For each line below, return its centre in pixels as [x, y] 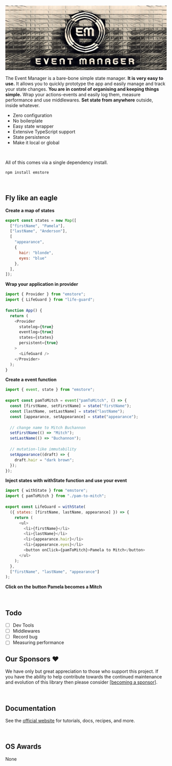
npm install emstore [27, 172]
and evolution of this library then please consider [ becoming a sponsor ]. [81, 682]
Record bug [25, 637]
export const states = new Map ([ [41, 220]
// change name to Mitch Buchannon [48, 428]
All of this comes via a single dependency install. [57, 162]
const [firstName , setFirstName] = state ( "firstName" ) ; [71, 406]
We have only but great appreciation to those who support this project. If [82, 671]
